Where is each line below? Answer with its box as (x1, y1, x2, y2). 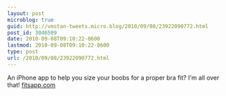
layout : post (7, 10, 45, 17)
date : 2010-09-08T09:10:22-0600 (7, 36, 100, 43)
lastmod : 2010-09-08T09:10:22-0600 (7, 42, 110, 49)
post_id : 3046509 (7, 29, 57, 36)
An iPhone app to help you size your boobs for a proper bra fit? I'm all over (7, 73, 220, 82)
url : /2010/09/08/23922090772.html (7, 55, 110, 62)
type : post (7, 49, 39, 56)
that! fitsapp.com (7, 80, 56, 89)
